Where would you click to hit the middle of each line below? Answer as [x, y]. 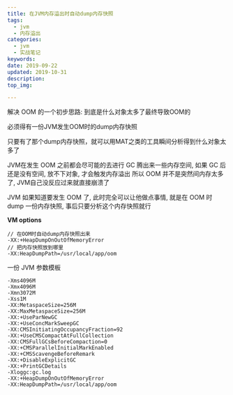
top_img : [20, 85]
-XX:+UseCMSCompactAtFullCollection [60, 336]
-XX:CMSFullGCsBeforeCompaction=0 [58, 342]
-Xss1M [17, 299]
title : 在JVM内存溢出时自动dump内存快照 [60, 14]
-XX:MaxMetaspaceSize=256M [46, 311]
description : [26, 79]
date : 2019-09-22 [32, 66]
